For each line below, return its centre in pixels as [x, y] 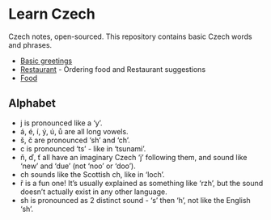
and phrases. [30, 44]
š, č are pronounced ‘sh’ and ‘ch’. [75, 140]
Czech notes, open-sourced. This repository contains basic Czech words [130, 36]
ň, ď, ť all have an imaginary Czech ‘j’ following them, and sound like [133, 157]
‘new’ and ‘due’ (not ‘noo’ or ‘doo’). [78, 166]
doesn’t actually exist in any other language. [93, 192]
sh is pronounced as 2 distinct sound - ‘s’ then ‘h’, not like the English [135, 200]
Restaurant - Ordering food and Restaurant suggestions [113, 69]
